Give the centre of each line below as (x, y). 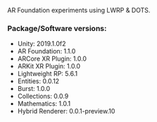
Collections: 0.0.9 (43, 96)
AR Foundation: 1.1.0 (46, 51)
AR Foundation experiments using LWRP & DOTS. (79, 10)
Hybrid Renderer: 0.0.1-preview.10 (66, 111)
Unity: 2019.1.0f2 (42, 44)
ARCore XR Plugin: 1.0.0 (52, 59)
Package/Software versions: (57, 28)
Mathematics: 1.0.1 (44, 104)
